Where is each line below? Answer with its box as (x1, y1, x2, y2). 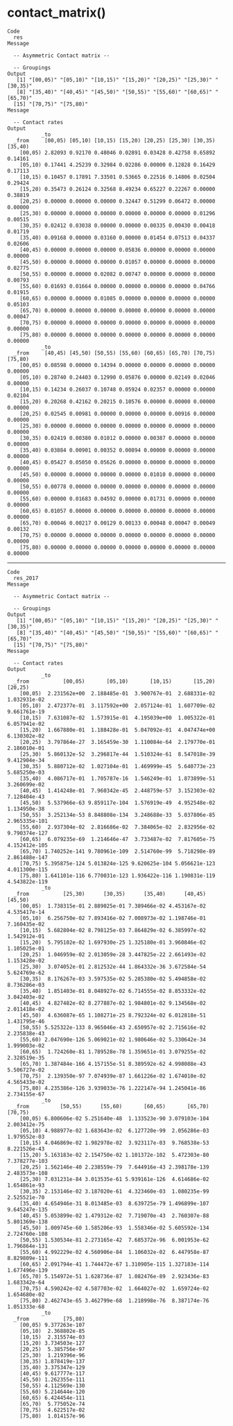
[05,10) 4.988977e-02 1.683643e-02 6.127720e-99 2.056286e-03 (19, 1127, 209, 1134)
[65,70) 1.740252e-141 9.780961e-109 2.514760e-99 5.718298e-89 (19, 848, 216, 855)
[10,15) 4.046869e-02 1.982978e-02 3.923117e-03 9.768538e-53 (19, 1139, 209, 1146)
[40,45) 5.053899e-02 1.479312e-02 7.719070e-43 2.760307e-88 (19, 1212, 209, 1219)
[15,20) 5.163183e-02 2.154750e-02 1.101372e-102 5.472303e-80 (19, 1151, 209, 1158)
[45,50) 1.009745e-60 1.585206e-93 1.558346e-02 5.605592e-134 (19, 1224, 209, 1231)
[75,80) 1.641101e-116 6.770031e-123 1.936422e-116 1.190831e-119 (19, 872, 216, 879)
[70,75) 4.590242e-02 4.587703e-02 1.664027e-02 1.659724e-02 (19, 1285, 209, 1292)
